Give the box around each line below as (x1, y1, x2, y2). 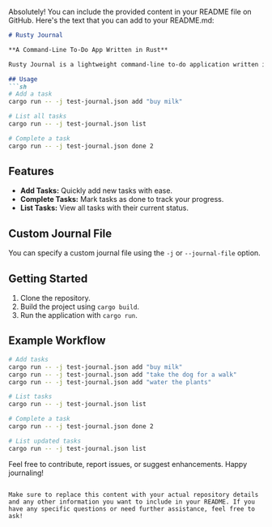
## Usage (8, 75, 38, 84)
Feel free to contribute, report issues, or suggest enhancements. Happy (8, 459, 248, 469)
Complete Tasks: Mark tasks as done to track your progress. (19, 195, 224, 204)
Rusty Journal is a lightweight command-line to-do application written (8, 60, 259, 68)
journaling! (8, 468, 45, 478)
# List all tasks (8, 113, 67, 121)
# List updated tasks (8, 437, 82, 445)
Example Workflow (8, 334, 106, 348)
